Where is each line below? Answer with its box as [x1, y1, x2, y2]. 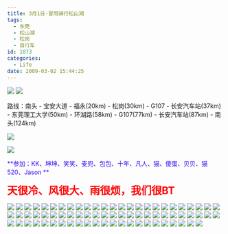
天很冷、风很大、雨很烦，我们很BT [7, 184, 175, 197]
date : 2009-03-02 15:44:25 [7, 67, 84, 74]
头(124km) [7, 118, 36, 127]
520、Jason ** [7, 168, 49, 176]
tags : [7, 17, 23, 23]
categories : [7, 55, 41, 62]
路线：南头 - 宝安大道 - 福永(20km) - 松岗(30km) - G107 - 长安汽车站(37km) [7, 101, 222, 110]
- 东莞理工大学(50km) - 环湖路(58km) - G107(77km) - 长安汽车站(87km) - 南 [7, 110, 221, 118]
